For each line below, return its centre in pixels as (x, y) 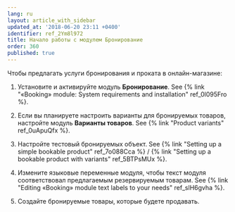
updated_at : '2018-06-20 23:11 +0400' (64, 27)
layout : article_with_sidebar (52, 20)
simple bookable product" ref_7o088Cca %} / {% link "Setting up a (114, 151)
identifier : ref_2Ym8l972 (45, 33)
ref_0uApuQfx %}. (44, 130)
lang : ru (20, 14)
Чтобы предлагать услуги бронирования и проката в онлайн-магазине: (115, 73)
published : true (31, 54)
